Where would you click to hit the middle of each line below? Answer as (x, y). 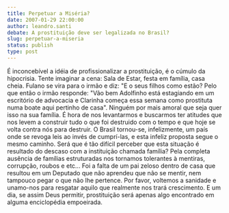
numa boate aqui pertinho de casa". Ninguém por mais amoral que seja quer (114, 108)
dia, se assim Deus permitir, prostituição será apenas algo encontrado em (111, 195)
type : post (23, 52)
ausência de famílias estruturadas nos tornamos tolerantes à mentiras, (106, 158)
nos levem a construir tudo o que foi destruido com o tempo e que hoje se (111, 122)
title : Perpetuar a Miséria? (49, 13)
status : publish (30, 45)
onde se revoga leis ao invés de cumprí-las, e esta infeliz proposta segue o (113, 136)
